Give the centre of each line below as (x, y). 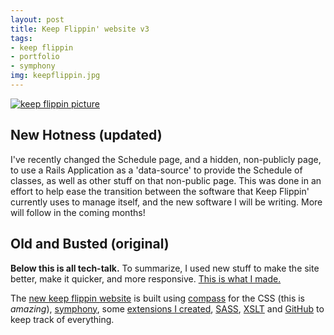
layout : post (37, 19)
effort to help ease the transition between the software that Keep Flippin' (160, 191)
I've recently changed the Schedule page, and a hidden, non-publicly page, (166, 159)
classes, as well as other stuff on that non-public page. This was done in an (166, 180)
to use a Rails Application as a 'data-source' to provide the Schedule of (156, 170)
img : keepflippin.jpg (55, 76)
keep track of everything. (62, 319)
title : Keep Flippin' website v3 (80, 29)
